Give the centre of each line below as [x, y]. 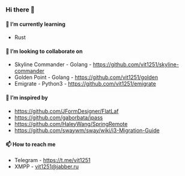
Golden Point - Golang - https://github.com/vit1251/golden [86, 77]
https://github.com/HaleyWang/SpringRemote [71, 124]
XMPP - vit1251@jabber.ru [47, 166]
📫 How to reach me [31, 145]
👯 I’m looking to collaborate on [44, 51]
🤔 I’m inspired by [27, 97]
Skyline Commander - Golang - [53, 64]
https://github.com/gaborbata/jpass [59, 118]
